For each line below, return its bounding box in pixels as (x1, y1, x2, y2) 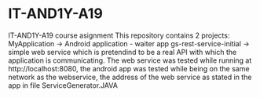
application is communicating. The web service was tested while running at (8, 56, 252, 65)
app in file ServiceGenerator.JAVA (8, 80, 118, 90)
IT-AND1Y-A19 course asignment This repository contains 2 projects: (8, 31, 230, 40)
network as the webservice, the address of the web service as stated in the (8, 72, 252, 82)
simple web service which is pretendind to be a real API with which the (8, 47, 237, 56)
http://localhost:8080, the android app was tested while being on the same (8, 64, 250, 73)
